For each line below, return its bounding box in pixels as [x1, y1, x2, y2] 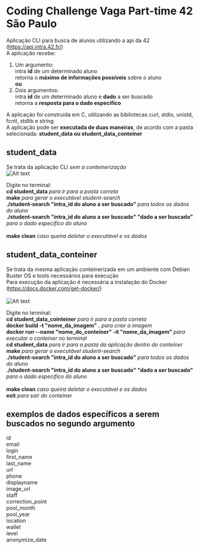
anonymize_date [6, 536, 47, 544]
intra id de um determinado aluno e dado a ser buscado [14, 93, 153, 100]
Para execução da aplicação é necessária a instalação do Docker [6, 278, 167, 285]
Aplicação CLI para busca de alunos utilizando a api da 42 [6, 37, 150, 44]
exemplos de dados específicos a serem [6, 409, 160, 419]
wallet [6, 523, 21, 531]
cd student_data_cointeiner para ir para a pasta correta [6, 315, 147, 322]
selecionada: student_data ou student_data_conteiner [6, 130, 143, 137]
